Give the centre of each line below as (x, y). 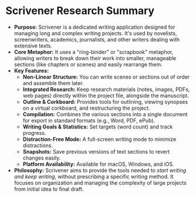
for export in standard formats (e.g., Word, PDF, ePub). (89, 120)
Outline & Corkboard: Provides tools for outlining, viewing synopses (105, 101)
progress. (34, 133)
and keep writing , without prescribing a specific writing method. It (94, 176)
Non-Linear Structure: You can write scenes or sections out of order (106, 77)
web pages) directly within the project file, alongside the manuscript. (106, 96)
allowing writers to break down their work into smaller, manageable (95, 58)
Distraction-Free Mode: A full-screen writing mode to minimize (99, 139)
